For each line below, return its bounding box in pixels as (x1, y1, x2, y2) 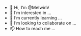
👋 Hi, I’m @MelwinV (9, 5, 50, 10)
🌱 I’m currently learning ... (9, 15, 62, 20)
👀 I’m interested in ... (9, 10, 52, 16)
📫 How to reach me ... (9, 26, 55, 31)
